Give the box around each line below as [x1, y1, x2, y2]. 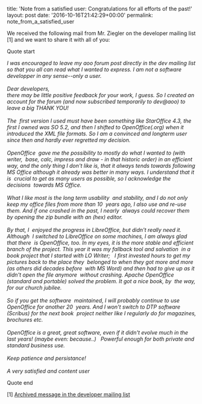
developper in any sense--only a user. [7, 72, 102, 79]
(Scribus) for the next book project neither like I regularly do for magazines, [7, 310, 197, 316]
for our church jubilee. [7, 284, 62, 291]
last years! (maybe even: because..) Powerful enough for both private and [7, 335, 195, 342]
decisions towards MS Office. [7, 181, 82, 188]
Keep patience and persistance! [7, 354, 86, 362]
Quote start [7, 48, 35, 55]
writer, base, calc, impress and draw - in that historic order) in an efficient [7, 156, 192, 162]
